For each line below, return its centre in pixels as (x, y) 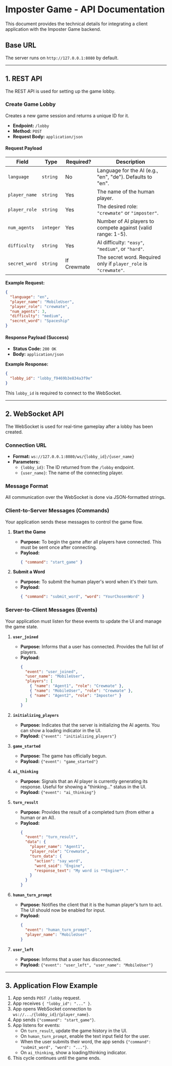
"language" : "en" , (30, 297)
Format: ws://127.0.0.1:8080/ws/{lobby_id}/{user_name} (73, 456)
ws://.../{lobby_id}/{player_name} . (51, 1015)
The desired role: (117, 207)
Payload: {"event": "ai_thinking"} (58, 792)
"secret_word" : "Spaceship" (40, 321)
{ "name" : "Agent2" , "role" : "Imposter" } (76, 695)
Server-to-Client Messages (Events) (51, 610)
